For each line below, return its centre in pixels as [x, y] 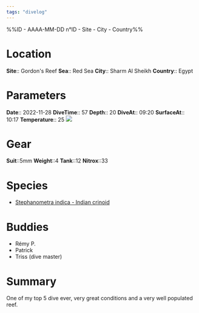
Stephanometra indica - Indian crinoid [62, 202]
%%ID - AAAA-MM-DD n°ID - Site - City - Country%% [75, 29]
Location [29, 54]
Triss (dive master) [39, 257]
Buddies [28, 227]
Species [27, 185]
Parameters [36, 95]
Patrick [24, 250]
